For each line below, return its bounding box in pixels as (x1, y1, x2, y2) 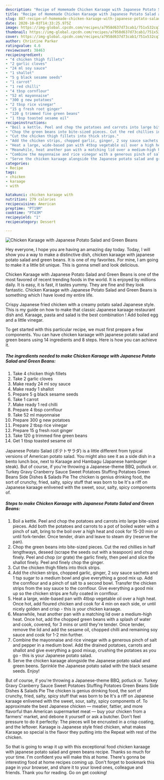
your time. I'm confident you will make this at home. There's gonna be (5, 754, 146, 760)
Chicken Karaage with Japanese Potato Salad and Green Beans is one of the (5, 271, 159, 277)
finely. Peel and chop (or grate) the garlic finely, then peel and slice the (12, 554, 155, 560)
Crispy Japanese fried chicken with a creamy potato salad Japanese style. (5, 301, 155, 307)
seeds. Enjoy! (12, 668, 40, 674)
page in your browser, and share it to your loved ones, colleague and (5, 764, 143, 770)
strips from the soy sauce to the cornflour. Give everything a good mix (12, 585, 154, 591)
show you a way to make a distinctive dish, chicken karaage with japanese (5, 252, 155, 257)
